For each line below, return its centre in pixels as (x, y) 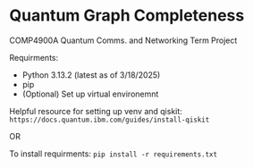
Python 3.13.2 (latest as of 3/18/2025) (91, 75)
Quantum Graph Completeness (127, 16)
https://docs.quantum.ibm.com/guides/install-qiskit (110, 120)
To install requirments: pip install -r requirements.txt (113, 154)
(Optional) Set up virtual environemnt (90, 94)
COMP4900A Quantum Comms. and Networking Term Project (123, 40)
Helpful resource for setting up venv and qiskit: (96, 111)
